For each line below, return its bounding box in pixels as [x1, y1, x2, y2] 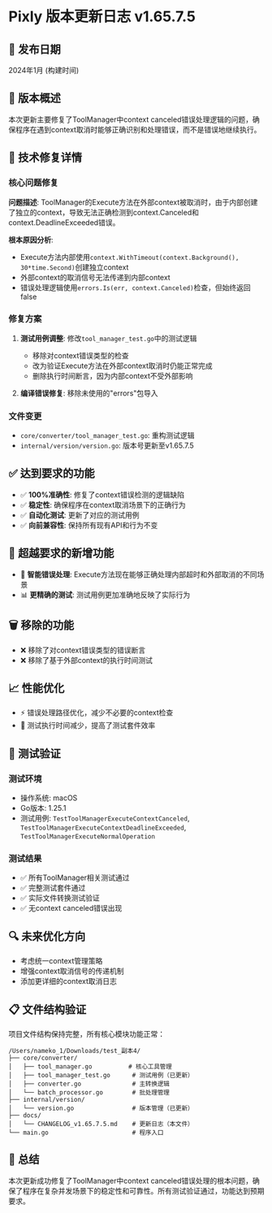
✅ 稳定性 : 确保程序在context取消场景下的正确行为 [19, 500, 187, 509]
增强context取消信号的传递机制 [19, 966, 124, 976]
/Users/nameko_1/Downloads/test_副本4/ [8, 1046, 141, 1055]
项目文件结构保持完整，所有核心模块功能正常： [8, 1029, 165, 1038]
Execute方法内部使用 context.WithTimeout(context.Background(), [19, 252, 240, 262]
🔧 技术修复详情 [8, 151, 83, 165]
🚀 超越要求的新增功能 [8, 546, 114, 561]
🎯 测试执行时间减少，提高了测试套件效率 [19, 721, 156, 730]
